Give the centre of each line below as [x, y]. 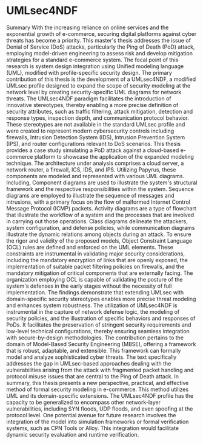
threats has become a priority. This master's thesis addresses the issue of [98, 40]
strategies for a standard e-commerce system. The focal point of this [92, 60]
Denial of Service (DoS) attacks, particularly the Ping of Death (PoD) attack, [101, 47]
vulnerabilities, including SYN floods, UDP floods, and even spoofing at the [100, 409]
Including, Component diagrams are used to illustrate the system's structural [102, 182]
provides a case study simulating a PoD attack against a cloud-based [93, 150]
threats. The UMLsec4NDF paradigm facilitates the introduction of [89, 99]
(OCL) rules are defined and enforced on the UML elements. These [90, 247]
